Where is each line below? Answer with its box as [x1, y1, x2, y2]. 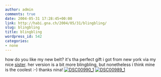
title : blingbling [5, 30, 42, 34]
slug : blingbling [5, 25, 40, 30]
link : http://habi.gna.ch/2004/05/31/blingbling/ [5, 20, 107, 26]
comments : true [5, 12, 36, 16]
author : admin [5, 7, 34, 12]
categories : [5, 39, 29, 44]
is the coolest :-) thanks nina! [5, 66, 63, 73]
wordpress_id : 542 [5, 34, 42, 39]
